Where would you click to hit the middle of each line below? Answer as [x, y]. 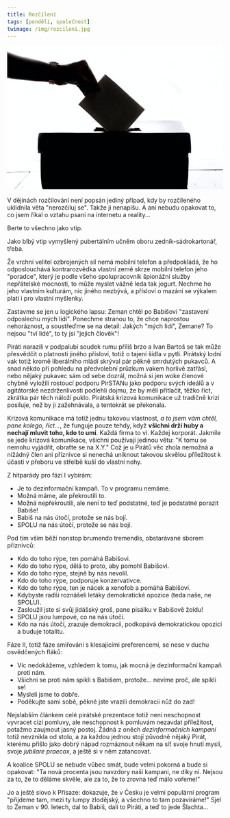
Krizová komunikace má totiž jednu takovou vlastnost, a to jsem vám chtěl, [112, 419]
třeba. [15, 249]
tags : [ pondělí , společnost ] [49, 22]
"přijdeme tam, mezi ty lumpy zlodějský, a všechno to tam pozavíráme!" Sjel [114, 800]
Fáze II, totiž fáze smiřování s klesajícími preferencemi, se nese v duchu [108, 645]
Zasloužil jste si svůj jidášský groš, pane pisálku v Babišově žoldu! [110, 610]
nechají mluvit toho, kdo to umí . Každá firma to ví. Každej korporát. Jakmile [114, 433]
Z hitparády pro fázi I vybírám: [50, 475]
